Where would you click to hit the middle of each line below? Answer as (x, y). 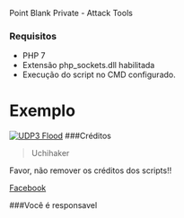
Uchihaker (50, 153)
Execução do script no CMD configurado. (99, 74)
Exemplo (43, 111)
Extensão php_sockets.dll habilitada (88, 65)
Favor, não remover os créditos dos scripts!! (91, 170)
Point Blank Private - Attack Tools (71, 13)
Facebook (28, 188)
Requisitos (33, 36)
